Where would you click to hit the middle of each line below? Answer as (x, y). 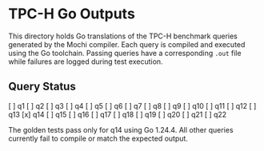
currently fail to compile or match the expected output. (98, 138)
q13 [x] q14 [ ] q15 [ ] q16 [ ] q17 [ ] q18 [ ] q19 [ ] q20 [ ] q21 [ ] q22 (118, 114)
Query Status (42, 87)
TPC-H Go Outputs (72, 14)
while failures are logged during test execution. (86, 62)
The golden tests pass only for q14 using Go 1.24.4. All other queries (121, 129)
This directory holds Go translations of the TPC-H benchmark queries (123, 36)
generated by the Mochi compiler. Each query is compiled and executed (127, 44)
